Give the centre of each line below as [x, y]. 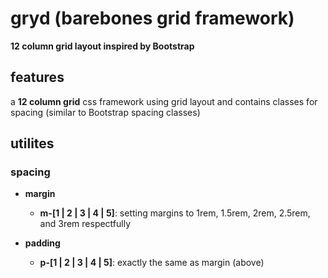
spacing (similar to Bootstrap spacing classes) [105, 112]
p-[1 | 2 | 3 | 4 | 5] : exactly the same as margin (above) [152, 263]
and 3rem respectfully [85, 224]
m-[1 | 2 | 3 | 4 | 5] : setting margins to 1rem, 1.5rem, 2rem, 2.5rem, [175, 213]
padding [42, 243]
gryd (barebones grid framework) [152, 18]
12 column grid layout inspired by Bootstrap [102, 46]
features [37, 77]
